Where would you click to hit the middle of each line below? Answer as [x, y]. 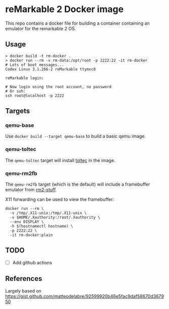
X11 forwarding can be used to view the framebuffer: [60, 199]
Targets [18, 111]
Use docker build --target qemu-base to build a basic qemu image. [76, 136]
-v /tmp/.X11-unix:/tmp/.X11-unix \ [48, 213]
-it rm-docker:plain [31, 235]
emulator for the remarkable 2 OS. [41, 28]
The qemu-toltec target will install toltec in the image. [60, 160]
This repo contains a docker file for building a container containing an [77, 23]
